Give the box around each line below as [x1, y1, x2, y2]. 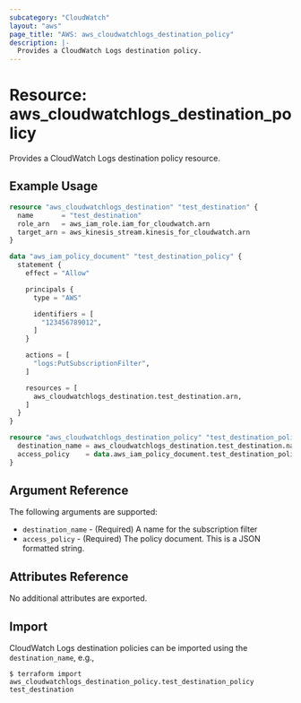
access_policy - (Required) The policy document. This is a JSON [21, 534, 262, 544]
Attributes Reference [9, 568, 129, 584]
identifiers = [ [32, 309, 94, 318]
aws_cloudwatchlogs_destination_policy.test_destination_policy [9, 678, 254, 687]
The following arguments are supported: [9, 507, 159, 517]
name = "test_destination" [17, 211, 142, 220]
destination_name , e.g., [9, 652, 95, 664]
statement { [17, 261, 63, 270]
